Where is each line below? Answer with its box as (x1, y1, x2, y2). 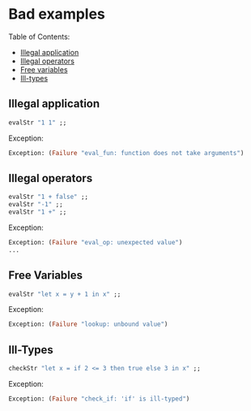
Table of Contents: (8, 32, 70, 41)
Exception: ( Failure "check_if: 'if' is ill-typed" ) (8, 395, 190, 403)
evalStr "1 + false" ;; (8, 193, 89, 201)
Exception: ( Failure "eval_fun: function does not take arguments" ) (8, 149, 245, 157)
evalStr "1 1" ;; (8, 119, 67, 127)
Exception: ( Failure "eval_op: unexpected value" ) (8, 238, 183, 246)
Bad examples (8, 5, 105, 24)
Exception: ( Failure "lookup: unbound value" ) (8, 320, 168, 329)
